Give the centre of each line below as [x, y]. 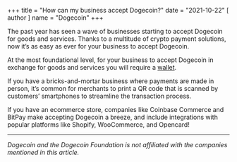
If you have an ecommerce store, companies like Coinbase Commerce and [116, 110]
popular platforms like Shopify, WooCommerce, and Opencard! [99, 125]
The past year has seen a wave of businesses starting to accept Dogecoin [115, 31]
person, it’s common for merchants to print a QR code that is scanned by [113, 88]
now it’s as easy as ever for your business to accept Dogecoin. [98, 46]
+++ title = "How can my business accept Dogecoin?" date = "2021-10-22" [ [118, 10]
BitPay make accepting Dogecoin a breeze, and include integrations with [113, 117]
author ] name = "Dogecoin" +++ [55, 18]
